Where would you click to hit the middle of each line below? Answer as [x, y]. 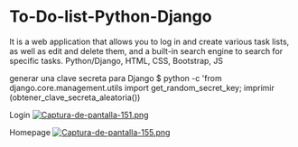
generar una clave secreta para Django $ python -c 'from [116, 78]
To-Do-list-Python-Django [111, 17]
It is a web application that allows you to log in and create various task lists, [149, 41]
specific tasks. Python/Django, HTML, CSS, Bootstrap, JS [116, 60]
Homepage [30, 132]
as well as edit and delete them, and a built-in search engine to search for [146, 51]
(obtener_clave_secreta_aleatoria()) [75, 97]
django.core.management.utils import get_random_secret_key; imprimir [142, 87]
